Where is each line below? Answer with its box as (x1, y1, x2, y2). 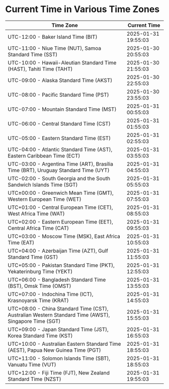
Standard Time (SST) (8, 51, 58, 58)
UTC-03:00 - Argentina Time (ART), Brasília (8, 160, 113, 167)
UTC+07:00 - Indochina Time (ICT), (8, 290, 94, 297)
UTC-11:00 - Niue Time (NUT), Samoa (8, 44, 102, 51)
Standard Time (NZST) (8, 375, 61, 382)
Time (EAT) (8, 239, 34, 246)
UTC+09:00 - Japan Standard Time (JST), (8, 326, 109, 333)
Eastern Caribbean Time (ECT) (8, 152, 80, 159)
